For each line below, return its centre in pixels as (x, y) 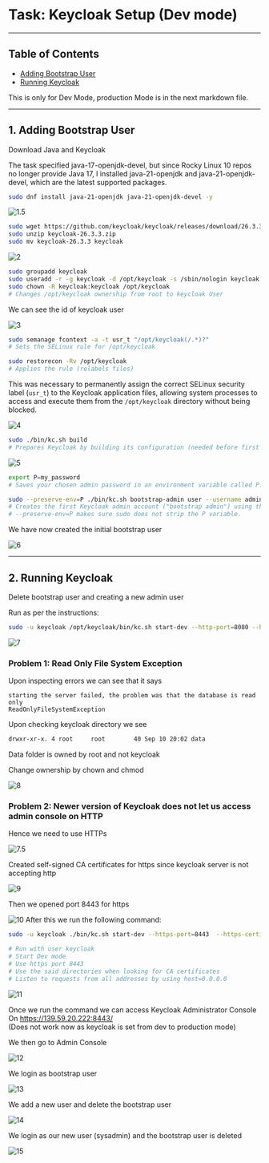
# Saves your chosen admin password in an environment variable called (130, 485)
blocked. (23, 410)
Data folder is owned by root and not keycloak (84, 754)
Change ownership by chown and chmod (76, 770)
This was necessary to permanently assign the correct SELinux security (127, 384)
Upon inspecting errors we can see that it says (85, 681)
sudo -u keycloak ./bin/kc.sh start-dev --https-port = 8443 (109, 935)
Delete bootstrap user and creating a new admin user (96, 597)
